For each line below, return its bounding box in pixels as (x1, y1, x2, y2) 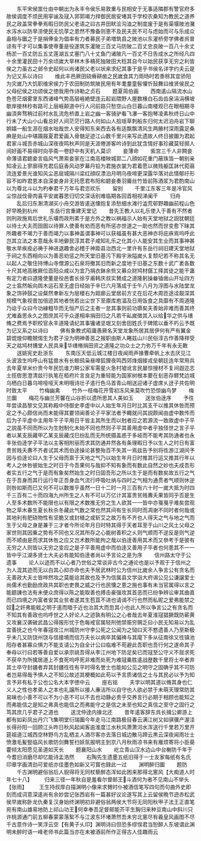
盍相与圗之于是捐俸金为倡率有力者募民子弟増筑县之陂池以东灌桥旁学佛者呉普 (6, 35, 195, 42)
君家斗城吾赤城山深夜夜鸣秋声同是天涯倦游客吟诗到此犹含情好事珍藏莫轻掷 (6, 140, 190, 147)
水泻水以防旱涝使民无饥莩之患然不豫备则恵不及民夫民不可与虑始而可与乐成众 (6, 28, 195, 35)
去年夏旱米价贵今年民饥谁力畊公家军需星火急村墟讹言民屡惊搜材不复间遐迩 (6, 365, 190, 371)
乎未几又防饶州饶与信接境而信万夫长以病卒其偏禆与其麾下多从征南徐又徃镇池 (6, 634, 195, 640)
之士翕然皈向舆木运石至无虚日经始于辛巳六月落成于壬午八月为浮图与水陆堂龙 (6, 282, 195, 289)
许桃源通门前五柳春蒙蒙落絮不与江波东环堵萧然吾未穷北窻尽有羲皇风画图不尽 (6, 813, 195, 820)
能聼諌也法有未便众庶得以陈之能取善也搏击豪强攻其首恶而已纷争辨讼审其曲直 (6, 589, 195, 596)
